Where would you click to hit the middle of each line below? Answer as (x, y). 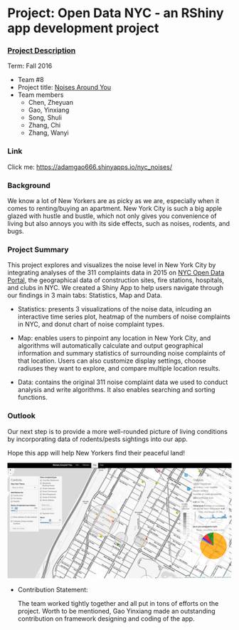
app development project (83, 28)
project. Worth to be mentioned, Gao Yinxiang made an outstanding (116, 611)
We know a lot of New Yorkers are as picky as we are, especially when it (113, 201)
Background (29, 185)
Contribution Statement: (53, 589)
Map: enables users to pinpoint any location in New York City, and (114, 338)
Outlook (21, 416)
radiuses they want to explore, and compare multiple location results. (119, 368)
